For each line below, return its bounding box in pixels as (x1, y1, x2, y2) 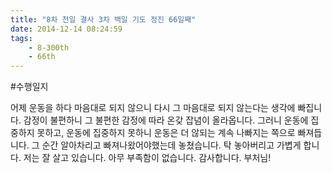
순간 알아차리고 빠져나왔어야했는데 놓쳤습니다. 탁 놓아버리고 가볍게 (41, 139, 302, 151)
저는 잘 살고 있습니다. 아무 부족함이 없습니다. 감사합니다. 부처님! (23, 152, 272, 164)
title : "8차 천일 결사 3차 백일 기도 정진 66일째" (10, 14, 197, 25)
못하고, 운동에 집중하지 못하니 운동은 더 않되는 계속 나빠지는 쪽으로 (36, 127, 296, 139)
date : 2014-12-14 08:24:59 (10, 24, 123, 34)
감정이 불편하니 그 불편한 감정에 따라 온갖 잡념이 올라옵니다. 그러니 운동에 (23, 114, 309, 126)
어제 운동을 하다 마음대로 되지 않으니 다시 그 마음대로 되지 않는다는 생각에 (10, 102, 296, 114)
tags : (10, 33, 33, 43)
